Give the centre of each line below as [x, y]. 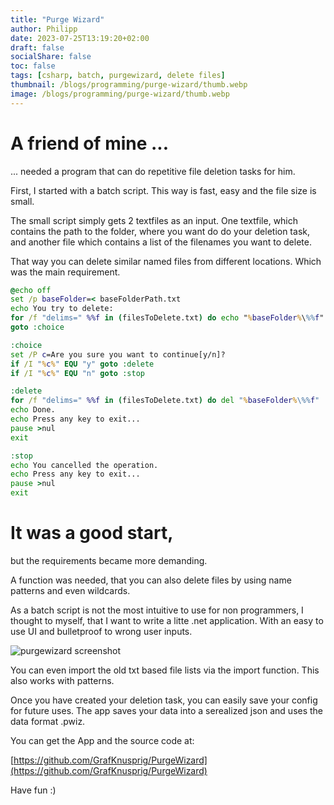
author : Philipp [44, 29]
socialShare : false [51, 57]
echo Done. [33, 410]
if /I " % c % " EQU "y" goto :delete [82, 364]
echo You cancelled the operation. [84, 465]
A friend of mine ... [90, 143]
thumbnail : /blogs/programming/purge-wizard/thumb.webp [129, 85]
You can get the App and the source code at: [102, 740]
